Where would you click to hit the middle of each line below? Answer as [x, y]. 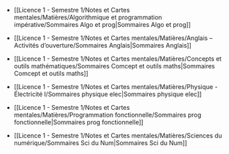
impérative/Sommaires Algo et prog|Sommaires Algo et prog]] [102, 25]
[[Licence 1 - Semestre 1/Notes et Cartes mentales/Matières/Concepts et [118, 59]
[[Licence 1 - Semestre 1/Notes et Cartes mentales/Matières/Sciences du [118, 135]
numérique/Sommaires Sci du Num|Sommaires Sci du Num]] [100, 143]
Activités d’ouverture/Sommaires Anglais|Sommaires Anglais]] [103, 45]
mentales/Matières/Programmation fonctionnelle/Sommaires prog [108, 115]
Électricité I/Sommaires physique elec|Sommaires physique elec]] [108, 94]
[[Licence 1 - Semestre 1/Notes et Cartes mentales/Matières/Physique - [116, 87]
